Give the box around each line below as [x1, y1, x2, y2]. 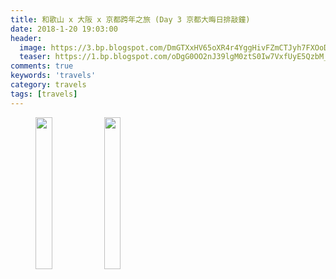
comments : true [10, 61, 74, 71]
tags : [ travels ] [10, 89, 78, 99]
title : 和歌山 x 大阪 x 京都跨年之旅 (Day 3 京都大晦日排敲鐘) [10, 14, 251, 25]
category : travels [10, 80, 87, 90]
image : [19, 42, 47, 53]
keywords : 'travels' [10, 71, 97, 81]
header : [10, 33, 43, 43]
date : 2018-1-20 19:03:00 [10, 24, 118, 34]
